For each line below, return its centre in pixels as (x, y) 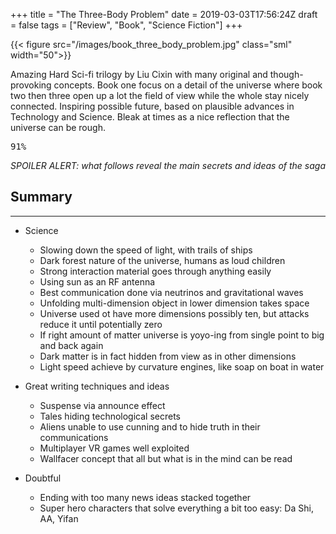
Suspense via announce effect (102, 405)
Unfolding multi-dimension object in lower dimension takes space (174, 303)
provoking (31, 85)
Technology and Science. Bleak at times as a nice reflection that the (150, 117)
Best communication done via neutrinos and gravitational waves (171, 292)
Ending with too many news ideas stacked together (145, 497)
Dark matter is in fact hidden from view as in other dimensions (168, 356)
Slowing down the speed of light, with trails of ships (146, 250)
